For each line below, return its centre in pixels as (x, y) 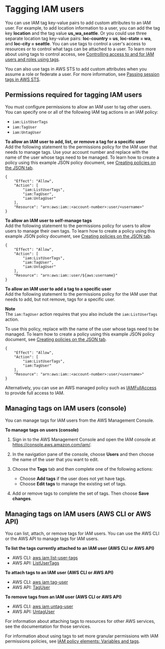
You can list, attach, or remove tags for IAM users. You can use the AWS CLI (82, 534)
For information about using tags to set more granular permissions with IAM (82, 636)
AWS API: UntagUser (33, 612)
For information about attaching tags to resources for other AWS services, (80, 621)
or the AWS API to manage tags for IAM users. (52, 539)
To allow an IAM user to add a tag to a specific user (58, 289)
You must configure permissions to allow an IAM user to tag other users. (78, 106)
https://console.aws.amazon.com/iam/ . (52, 444)
